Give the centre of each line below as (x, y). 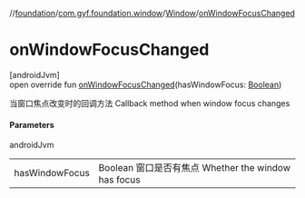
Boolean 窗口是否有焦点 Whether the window (194, 168)
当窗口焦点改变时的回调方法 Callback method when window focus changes (150, 103)
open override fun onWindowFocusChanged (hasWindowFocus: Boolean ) (146, 84)
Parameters (32, 124)
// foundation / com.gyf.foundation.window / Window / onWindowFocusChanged (152, 13)
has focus (119, 180)
